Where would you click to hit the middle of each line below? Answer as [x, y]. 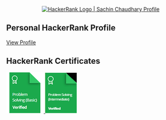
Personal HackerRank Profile [61, 28]
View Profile [21, 42]
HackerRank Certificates [53, 61]
